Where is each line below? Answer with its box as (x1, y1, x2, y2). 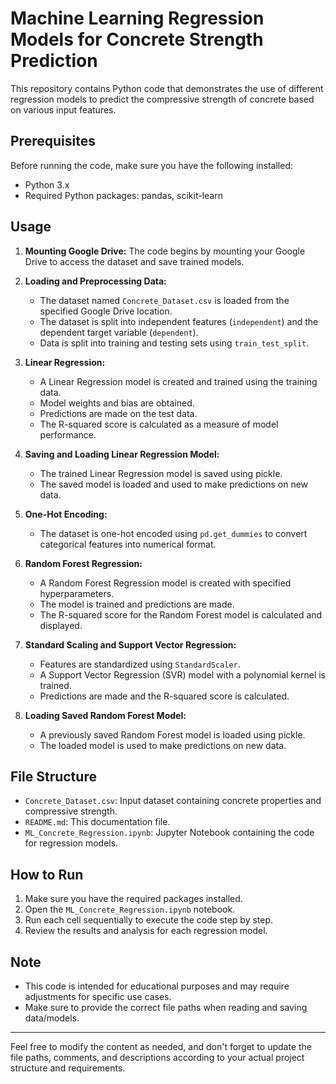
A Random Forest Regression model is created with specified (39, 577, 292, 589)
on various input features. (10, 103, 117, 116)
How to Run (10, 866, 84, 883)
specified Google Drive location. (39, 305, 173, 317)
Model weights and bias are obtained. (39, 397, 195, 409)
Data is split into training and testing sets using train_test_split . (39, 337, 310, 349)
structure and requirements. (10, 1062, 126, 1074)
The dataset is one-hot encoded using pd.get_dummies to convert (39, 527, 308, 539)
